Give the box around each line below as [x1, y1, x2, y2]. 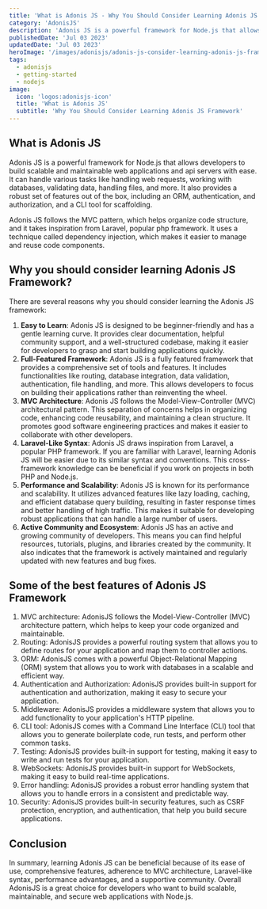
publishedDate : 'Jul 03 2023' [9, 33, 109, 42]
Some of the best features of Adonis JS [9, 579, 207, 592]
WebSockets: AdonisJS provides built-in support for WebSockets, [20, 763, 236, 773]
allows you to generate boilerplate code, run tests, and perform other [20, 730, 246, 740]
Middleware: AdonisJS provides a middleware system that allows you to [20, 705, 256, 714]
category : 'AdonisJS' [9, 19, 81, 27]
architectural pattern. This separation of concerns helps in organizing [20, 405, 247, 414]
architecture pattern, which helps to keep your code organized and [20, 621, 239, 630]
